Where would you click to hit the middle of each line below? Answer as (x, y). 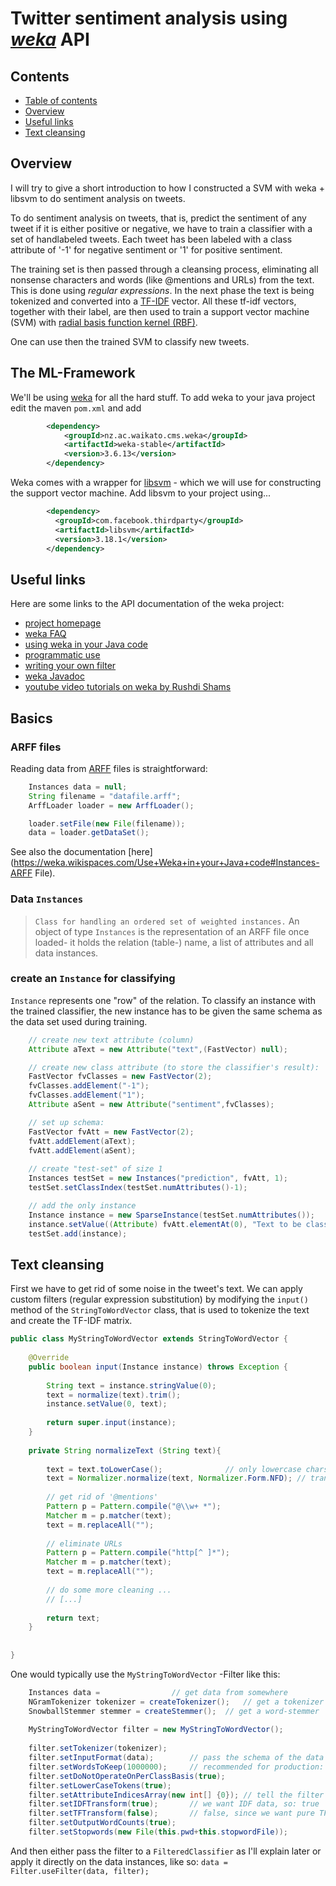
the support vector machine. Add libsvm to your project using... (141, 493)
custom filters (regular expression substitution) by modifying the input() (159, 1299)
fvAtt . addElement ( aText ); (82, 1141)
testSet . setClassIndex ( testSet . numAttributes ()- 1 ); (138, 1188)
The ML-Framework (73, 373)
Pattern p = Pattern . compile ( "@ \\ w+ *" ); (134, 1507)
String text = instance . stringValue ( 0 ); (131, 1385)
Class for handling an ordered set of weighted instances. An (167, 921)
